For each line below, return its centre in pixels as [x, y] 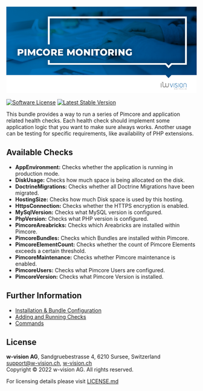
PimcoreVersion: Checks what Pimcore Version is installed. [89, 276]
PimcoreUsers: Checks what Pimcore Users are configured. [90, 270]
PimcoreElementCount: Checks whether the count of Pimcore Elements [105, 244]
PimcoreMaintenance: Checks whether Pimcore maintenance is [95, 257]
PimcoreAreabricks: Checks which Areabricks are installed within [97, 225]
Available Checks [40, 152]
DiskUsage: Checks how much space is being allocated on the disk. [100, 180]
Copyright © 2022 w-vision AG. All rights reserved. [70, 370]
